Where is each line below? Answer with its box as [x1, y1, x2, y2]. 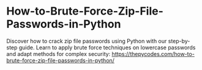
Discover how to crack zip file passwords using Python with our [6, 37, 167, 44]
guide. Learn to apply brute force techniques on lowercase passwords [18, 44, 196, 51]
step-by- [168, 37, 190, 44]
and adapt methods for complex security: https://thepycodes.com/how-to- [6, 50, 195, 57]
